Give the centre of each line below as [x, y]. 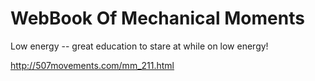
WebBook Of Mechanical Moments [157, 18]
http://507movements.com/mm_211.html [92, 65]
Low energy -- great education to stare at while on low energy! [139, 46]
